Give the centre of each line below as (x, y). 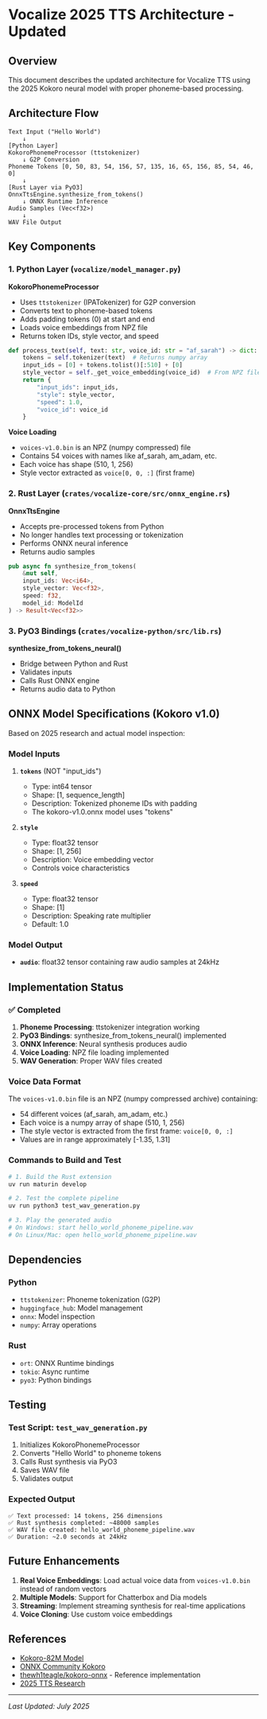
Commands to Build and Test (65, 1161)
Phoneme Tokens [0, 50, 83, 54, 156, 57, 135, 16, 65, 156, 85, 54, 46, (131, 166)
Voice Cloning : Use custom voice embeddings (96, 1614)
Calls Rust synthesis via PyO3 (68, 1462)
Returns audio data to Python (68, 689)
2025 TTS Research (52, 1683)
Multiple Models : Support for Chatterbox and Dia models (113, 1597)
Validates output (46, 1479)
